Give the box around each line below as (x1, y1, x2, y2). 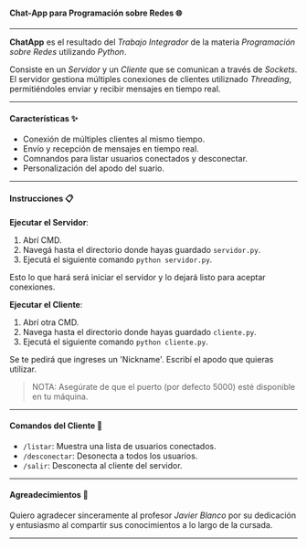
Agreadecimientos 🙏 (9, 490, 89, 501)
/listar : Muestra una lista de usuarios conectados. (22, 440, 217, 451)
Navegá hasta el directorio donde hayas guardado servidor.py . (22, 244, 261, 255)
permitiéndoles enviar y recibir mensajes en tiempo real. (9, 83, 221, 95)
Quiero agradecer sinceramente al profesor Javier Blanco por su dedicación (9, 510, 297, 521)
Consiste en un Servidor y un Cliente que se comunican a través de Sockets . (9, 64, 298, 75)
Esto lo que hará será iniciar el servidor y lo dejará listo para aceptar (9, 271, 267, 282)
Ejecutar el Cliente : (9, 299, 83, 310)
